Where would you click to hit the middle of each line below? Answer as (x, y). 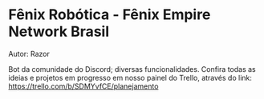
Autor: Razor (29, 53)
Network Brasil (59, 32)
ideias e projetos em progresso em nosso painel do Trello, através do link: (130, 77)
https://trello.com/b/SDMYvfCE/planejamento (83, 86)
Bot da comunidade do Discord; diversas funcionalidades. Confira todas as (132, 69)
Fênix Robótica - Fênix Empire (110, 15)
